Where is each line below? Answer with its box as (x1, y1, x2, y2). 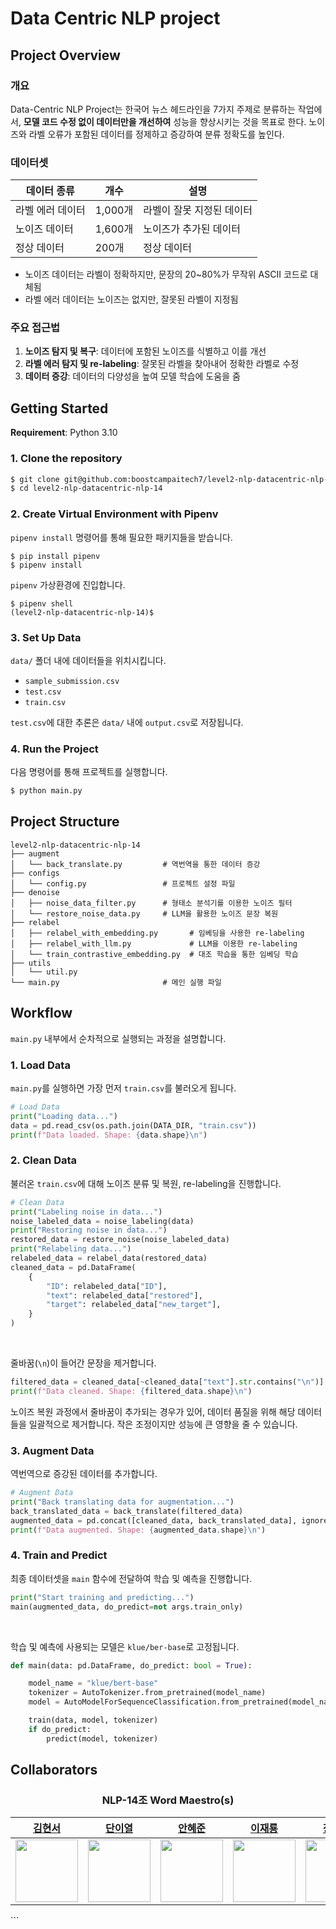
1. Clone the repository (10, 452, 123, 466)
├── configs (10, 868, 60, 878)
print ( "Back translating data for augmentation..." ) (10, 1497, 235, 1507)
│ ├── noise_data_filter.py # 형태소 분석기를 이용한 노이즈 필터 (10, 898, 293, 908)
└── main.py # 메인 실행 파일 (10, 977, 222, 987)
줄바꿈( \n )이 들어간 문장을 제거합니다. (10, 1357, 157, 1369)
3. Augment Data (10, 1443, 95, 1457)
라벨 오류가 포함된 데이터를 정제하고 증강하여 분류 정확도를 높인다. (28, 128, 285, 140)
